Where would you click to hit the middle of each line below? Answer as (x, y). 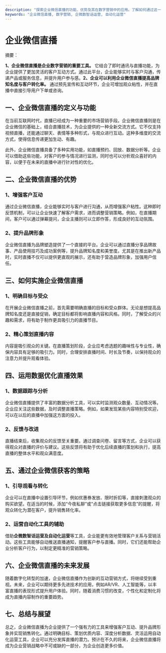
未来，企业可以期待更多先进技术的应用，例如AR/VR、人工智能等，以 (83, 584)
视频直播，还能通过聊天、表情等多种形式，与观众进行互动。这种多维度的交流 (83, 133)
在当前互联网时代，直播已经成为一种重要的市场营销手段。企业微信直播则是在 (83, 121)
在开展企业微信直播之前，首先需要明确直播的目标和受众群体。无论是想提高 (81, 307)
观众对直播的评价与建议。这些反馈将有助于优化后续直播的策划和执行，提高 (85, 447)
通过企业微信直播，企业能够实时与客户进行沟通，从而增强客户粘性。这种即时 (83, 206)
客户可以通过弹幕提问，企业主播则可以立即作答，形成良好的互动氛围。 (85, 218)
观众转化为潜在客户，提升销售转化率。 (44, 510)
